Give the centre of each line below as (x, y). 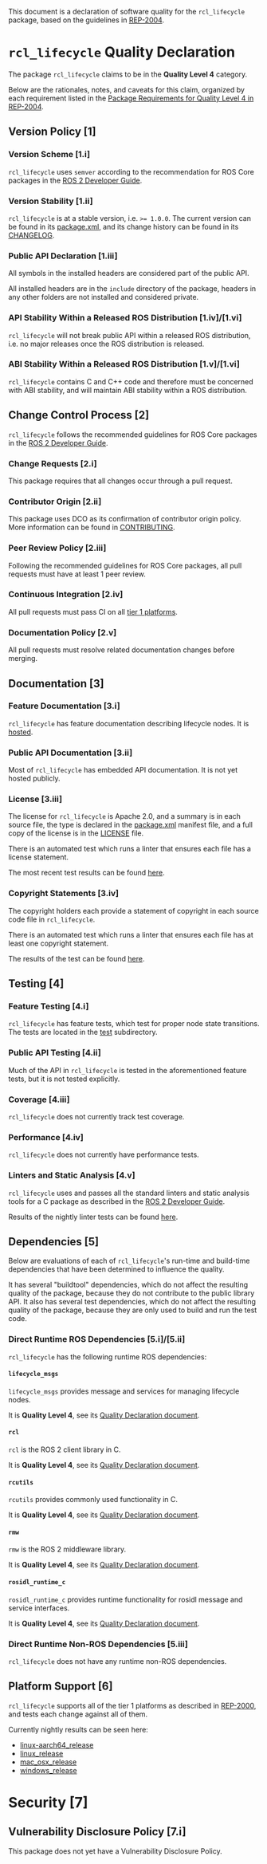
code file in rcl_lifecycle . (52, 919)
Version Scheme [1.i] (49, 155)
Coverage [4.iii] (39, 1099)
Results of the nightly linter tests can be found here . (93, 1217)
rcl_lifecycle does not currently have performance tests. (104, 1154)
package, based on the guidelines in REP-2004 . (86, 20)
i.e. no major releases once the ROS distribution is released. (106, 344)
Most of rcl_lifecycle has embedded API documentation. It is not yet (123, 770)
